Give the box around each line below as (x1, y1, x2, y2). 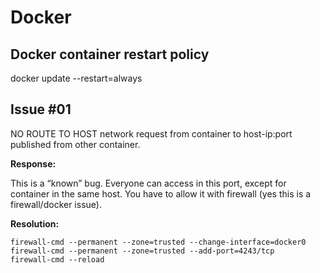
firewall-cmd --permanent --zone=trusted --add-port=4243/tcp (10, 246, 275, 256)
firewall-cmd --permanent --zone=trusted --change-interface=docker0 (10, 237, 307, 247)
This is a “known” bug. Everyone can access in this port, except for (10, 177, 287, 189)
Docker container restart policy (10, 46, 210, 63)
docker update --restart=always (10, 72, 143, 84)
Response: (10, 157, 57, 170)
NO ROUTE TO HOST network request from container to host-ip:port (10, 127, 293, 140)
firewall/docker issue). (10, 198, 102, 210)
